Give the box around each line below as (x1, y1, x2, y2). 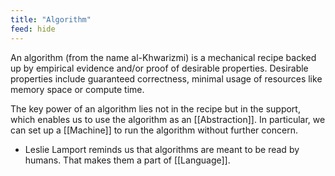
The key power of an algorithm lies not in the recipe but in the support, (10, 102, 301, 115)
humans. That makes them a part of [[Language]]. (24, 154, 231, 166)
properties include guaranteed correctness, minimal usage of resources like (10, 72, 323, 85)
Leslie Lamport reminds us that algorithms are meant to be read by (24, 143, 300, 155)
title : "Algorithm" (10, 14, 92, 25)
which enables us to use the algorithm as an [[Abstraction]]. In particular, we (10, 113, 326, 125)
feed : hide (10, 24, 56, 34)
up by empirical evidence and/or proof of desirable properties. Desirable (10, 62, 309, 74)
